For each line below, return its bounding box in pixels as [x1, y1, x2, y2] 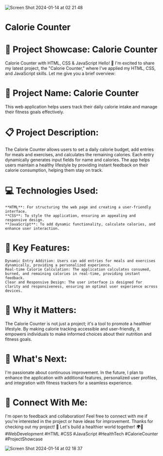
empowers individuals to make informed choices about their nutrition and [5, 331, 152, 337]
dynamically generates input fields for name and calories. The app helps [5, 157, 150, 163]
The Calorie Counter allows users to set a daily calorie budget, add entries [5, 146, 154, 152]
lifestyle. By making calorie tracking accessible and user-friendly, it [5, 326, 140, 332]
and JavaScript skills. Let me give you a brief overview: [5, 71, 116, 77]
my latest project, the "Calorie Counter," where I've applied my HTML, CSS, [5, 65, 156, 71]
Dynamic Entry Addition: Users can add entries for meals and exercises [5, 258, 156, 263]
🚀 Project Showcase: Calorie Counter [5, 44, 158, 55]
